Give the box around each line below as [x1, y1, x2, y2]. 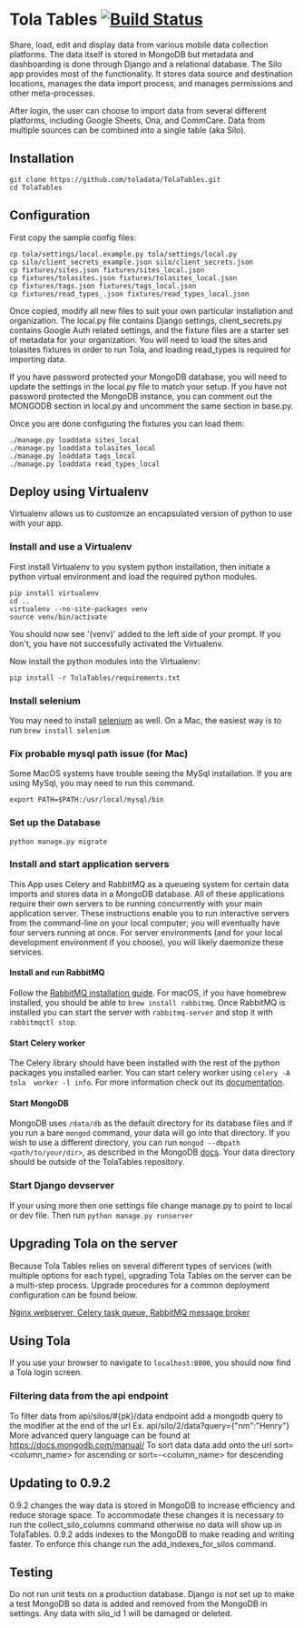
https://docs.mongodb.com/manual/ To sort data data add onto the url [9, 1439, 272, 1451]
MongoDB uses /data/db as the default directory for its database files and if [9, 1117, 293, 1128]
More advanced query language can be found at [9, 1430, 191, 1441]
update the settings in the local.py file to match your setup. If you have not [9, 380, 288, 391]
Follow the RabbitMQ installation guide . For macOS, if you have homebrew [9, 987, 287, 998]
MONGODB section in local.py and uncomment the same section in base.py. [9, 400, 294, 411]
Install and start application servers [9, 858, 170, 871]
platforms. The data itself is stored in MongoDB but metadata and [9, 48, 254, 59]
